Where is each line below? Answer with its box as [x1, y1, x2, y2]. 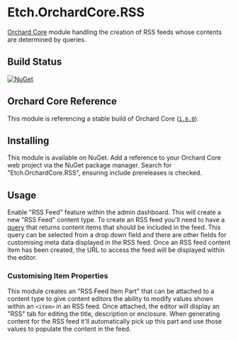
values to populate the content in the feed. [7, 324, 131, 334]
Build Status [7, 56, 62, 68]
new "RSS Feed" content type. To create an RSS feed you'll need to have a [7, 216, 225, 224]
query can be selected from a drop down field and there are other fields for [7, 231, 227, 239]
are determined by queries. [7, 35, 86, 43]
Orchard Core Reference [7, 95, 117, 107]
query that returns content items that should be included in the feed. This [7, 223, 221, 231]
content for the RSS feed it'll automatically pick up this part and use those [7, 317, 222, 326]
